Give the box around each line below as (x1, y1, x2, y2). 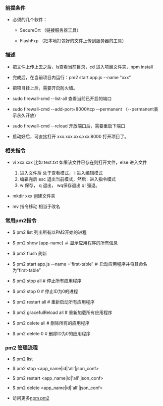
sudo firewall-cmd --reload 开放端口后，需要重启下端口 (12, 123, 125, 129)
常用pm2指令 (5, 217, 37, 224)
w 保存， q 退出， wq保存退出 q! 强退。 (19, 182, 100, 188)
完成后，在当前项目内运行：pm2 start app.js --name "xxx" (12, 74, 131, 80)
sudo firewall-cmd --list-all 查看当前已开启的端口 (12, 96, 112, 101)
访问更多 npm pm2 (12, 395, 50, 401)
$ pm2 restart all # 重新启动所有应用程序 (12, 299, 95, 305)
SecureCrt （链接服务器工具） (19, 27, 81, 33)
